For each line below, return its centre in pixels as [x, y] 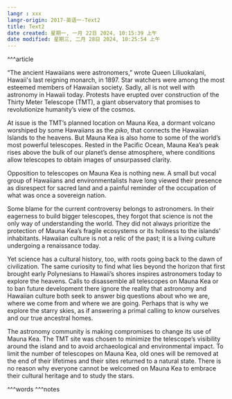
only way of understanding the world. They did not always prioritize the [109, 223]
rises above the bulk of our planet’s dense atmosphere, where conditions [111, 153]
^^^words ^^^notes [34, 389]
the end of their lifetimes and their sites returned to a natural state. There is [114, 361]
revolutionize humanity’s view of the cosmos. [72, 110]
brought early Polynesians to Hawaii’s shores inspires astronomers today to [115, 274]
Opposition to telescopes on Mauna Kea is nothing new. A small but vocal [112, 173]
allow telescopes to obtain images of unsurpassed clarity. [89, 160]
